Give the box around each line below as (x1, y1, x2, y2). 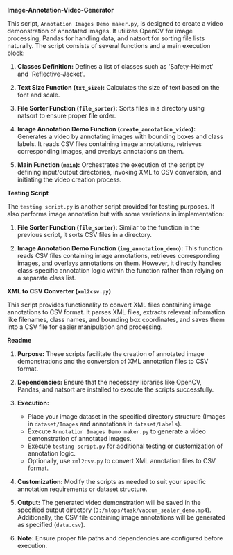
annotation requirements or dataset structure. (17, 485, 148, 493)
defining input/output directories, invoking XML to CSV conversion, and (17, 168, 222, 176)
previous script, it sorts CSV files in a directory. (17, 231, 153, 239)
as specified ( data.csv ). (17, 521, 85, 529)
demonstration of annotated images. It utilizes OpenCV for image (7, 27, 193, 35)
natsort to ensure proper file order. (17, 111, 116, 120)
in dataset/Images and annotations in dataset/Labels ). (27, 420, 182, 428)
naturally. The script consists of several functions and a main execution (7, 42, 211, 49)
